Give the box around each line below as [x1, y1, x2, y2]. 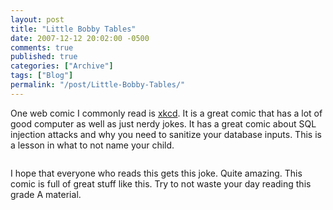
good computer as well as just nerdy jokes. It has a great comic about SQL [10, 117, 317, 130]
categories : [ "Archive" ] [10, 61, 114, 71]
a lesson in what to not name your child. [10, 139, 175, 151]
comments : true [10, 42, 74, 53]
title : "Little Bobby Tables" [10, 24, 137, 34]
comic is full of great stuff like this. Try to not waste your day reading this [10, 177, 312, 190]
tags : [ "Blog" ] [10, 71, 74, 81]
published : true [10, 52, 78, 62]
